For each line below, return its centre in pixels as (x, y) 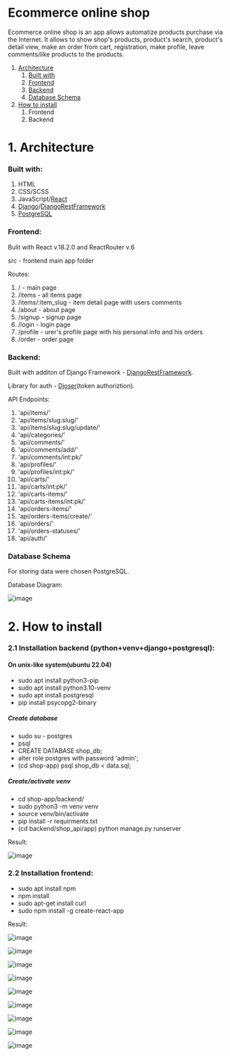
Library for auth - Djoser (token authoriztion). (71, 386)
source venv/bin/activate (53, 813)
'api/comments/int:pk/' (50, 457)
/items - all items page (50, 295)
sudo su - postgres (45, 736)
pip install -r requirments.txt (57, 821)
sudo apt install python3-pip (58, 680)
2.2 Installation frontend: (51, 873)
